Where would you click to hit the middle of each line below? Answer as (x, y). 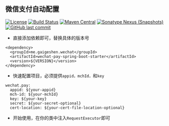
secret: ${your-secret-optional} (46, 103)
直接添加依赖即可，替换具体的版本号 (51, 38)
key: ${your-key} (28, 99)
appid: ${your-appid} (33, 90)
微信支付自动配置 (32, 9)
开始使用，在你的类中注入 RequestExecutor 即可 (61, 118)
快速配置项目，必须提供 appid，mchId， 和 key (58, 75)
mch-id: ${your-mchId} (34, 94)
